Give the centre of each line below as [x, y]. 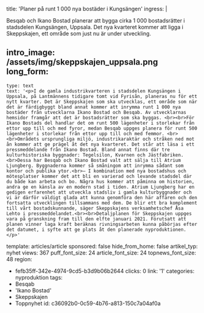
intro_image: [31, 53]
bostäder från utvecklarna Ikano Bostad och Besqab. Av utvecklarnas [97, 112]
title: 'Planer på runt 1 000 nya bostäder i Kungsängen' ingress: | [87, 9]
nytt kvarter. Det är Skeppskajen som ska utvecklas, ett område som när [102, 102]
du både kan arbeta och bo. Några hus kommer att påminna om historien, [100, 181]
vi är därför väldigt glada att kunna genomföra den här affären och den [102, 197]
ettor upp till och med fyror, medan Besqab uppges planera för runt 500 [102, 128]
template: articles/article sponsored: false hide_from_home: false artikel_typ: [102, 246]
